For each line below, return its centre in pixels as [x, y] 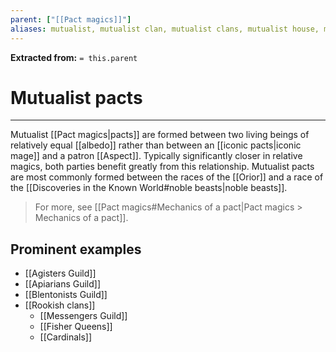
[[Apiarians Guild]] [63, 284]
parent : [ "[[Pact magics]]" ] [71, 19]
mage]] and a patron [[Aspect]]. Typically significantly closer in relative [156, 156]
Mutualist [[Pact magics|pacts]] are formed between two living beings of [160, 135]
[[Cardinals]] [66, 337]
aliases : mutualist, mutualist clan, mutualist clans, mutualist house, [165, 29]
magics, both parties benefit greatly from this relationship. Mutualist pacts [162, 167]
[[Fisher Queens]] [76, 327]
